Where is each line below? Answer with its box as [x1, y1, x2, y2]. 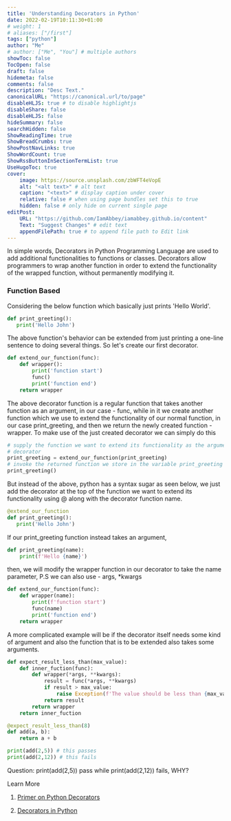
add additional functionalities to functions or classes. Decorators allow [7, 254, 206, 263]
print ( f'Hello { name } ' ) [19, 553, 88, 560]
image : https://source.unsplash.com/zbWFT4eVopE [19, 176, 162, 183]
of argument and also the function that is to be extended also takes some [7, 638, 214, 646]
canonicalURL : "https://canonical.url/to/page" [7, 94, 146, 101]
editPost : [7, 209, 36, 216]
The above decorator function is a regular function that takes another [7, 399, 203, 407]
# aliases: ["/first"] [7, 29, 72, 37]
